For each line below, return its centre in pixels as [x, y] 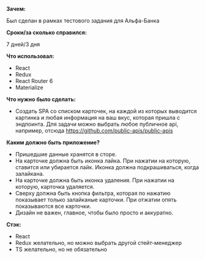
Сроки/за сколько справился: [47, 32]
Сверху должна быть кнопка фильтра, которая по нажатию [93, 193]
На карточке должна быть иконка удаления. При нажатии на [95, 180]
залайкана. [30, 174]
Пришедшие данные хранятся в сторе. [66, 154]
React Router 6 [34, 81]
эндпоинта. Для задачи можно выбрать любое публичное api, [97, 124]
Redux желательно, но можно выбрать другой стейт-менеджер [99, 243]
